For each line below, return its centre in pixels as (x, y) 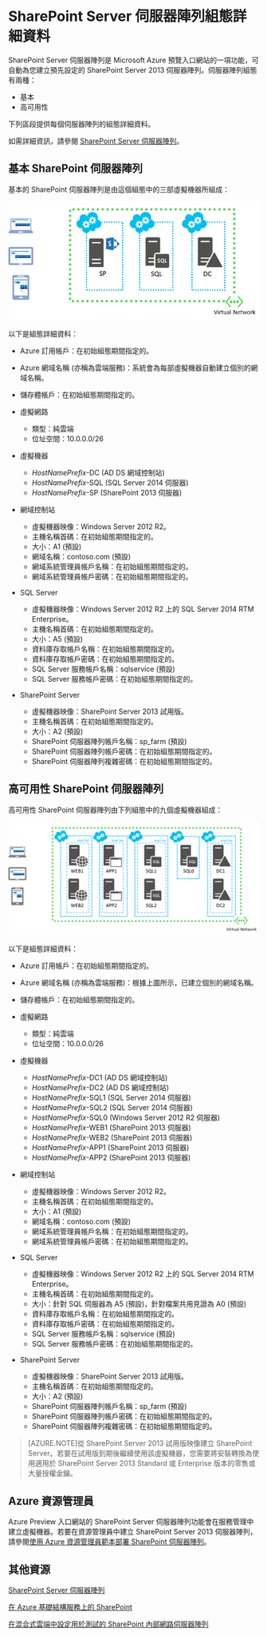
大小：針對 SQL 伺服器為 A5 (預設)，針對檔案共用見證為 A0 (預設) (139, 1304)
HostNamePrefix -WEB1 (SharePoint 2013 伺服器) (111, 1128)
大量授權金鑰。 (52, 1473)
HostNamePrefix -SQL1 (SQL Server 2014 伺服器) (111, 1098)
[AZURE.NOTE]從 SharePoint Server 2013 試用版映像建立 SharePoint (140, 1443)
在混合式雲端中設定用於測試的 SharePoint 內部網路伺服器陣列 (108, 1624)
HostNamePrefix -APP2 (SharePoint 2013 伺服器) (111, 1158)
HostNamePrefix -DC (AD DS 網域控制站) (98, 472)
